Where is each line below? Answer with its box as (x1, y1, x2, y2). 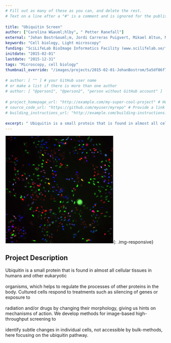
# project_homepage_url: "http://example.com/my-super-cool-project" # (5, 99, 160, 104)
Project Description (5, 253, 68, 262)
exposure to (5, 294, 31, 300)
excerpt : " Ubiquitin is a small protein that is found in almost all (5, 121, 158, 126)
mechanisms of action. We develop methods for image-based (5, 310, 135, 317)
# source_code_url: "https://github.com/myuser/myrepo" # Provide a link (5, 105, 165, 110)
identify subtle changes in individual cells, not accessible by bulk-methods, (5, 326, 163, 333)
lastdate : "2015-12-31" (5, 56, 56, 62)
